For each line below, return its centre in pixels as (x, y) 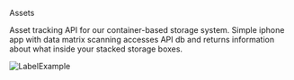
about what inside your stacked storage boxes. (96, 49)
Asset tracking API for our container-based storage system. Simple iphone (147, 30)
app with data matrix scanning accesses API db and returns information (142, 40)
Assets (22, 13)
